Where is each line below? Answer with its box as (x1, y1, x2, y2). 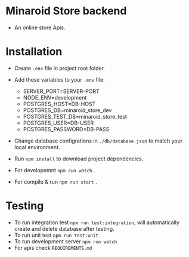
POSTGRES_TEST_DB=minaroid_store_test (23, 113, 128, 120)
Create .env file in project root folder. (14, 64, 106, 72)
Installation (5, 45, 63, 58)
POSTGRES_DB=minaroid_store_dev (23, 106, 112, 114)
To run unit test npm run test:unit (14, 231, 99, 239)
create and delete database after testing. (14, 225, 114, 232)
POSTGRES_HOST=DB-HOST (23, 100, 96, 107)
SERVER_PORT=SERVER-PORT (23, 88, 100, 95)
